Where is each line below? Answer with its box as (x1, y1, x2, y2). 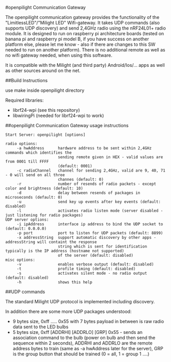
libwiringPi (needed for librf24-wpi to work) (12, 112, 104, 118)
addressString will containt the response (5, 239, 97, 245)
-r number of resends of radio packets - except (16, 181, 157, 186)
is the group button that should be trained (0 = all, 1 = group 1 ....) (12, 351, 150, 357)
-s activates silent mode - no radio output (16, 271, 147, 276)
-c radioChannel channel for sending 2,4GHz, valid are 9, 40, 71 (16, 168, 166, 173)
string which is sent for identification (58, 244, 147, 249)
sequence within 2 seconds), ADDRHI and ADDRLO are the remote (12, 340, 153, 346)
